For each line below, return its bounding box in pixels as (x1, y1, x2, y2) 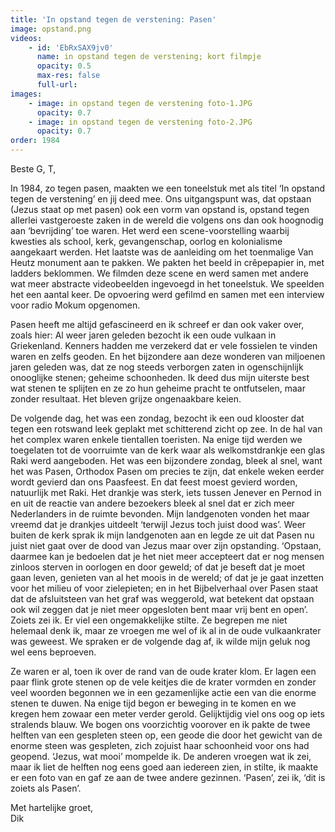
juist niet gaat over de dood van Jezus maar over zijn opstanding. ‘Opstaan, (10, 540, 322, 551)
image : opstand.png (10, 24, 92, 34)
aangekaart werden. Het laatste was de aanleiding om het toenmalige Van (10, 246, 314, 258)
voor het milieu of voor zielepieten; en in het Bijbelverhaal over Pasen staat (10, 582, 319, 594)
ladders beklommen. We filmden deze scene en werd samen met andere (10, 267, 309, 279)
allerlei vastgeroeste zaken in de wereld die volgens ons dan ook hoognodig (10, 214, 324, 226)
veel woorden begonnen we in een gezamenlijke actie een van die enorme (10, 687, 317, 698)
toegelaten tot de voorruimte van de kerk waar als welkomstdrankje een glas (10, 444, 326, 456)
